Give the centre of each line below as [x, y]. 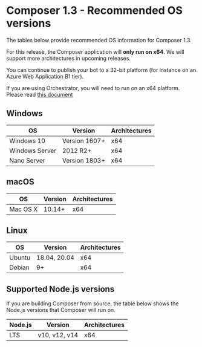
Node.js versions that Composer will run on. [61, 310]
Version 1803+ [84, 160]
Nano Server [27, 160]
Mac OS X [24, 209]
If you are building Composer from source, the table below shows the [93, 303]
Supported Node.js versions [60, 289]
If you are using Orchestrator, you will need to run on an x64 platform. [93, 88]
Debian [19, 268]
